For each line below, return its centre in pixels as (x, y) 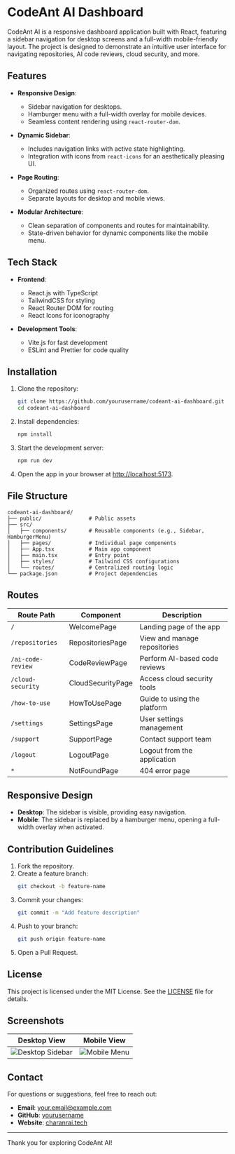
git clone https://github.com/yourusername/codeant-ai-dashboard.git (121, 402)
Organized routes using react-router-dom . (88, 191)
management (161, 727)
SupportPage (91, 739)
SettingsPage (91, 723)
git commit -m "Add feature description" (79, 913)
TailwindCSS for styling (62, 300)
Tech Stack (32, 263)
